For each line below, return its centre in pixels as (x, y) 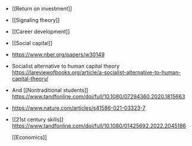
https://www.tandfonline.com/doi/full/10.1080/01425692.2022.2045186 (99, 126)
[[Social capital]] (32, 43)
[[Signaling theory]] (36, 20)
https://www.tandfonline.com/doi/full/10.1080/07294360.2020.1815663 (98, 96)
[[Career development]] (41, 31)
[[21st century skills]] (37, 119)
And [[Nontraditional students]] (50, 90)
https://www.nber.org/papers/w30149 (58, 55)
